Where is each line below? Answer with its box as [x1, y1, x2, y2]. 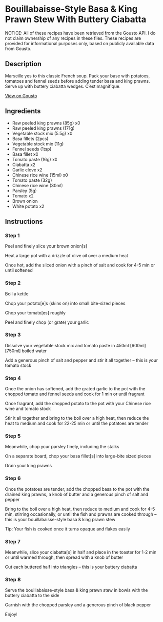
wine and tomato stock [5, 406, 51, 412]
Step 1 [5, 232, 20, 239]
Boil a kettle [5, 290, 29, 297]
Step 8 [5, 576, 21, 583]
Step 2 [5, 280, 21, 287]
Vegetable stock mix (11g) [12, 141, 64, 146]
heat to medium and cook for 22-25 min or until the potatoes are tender [5, 420, 149, 427]
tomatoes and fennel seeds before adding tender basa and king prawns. [5, 78, 150, 84]
